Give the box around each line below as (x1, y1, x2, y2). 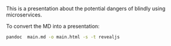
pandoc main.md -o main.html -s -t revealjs (6, 34, 120, 40)
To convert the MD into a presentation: (6, 23, 100, 29)
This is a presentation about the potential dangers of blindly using (6, 5, 166, 12)
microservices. (6, 11, 42, 18)
